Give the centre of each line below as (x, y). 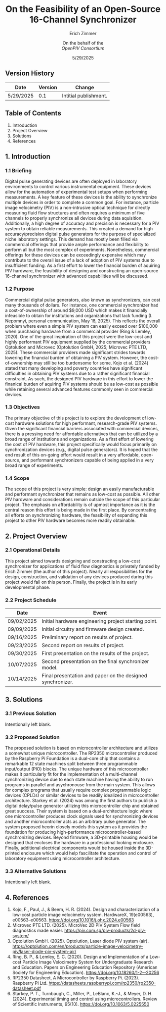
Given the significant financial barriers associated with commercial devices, (82, 428)
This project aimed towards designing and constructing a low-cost (73, 561)
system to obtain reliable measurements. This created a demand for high (79, 229)
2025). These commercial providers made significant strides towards (75, 352)
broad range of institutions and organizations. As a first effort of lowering (80, 439)
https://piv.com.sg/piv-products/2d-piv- (105, 931)
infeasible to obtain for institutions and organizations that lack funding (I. (79, 315)
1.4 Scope (17, 478)
